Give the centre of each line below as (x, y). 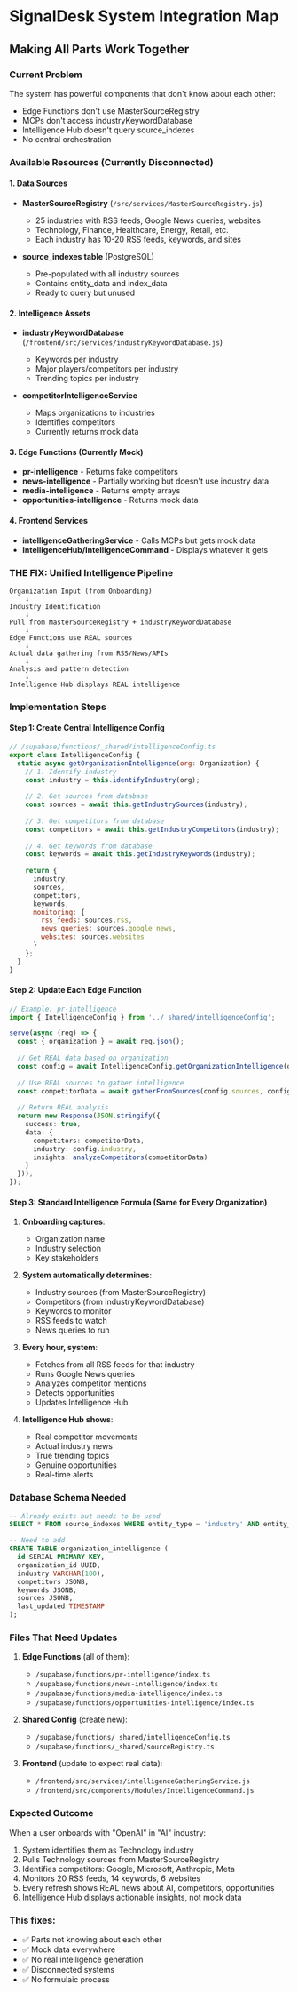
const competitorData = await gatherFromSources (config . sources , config (154, 1091)
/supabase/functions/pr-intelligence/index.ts (123, 1675)
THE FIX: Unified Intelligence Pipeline (91, 572)
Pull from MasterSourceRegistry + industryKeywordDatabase (121, 622)
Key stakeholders (67, 1258)
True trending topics (72, 1456)
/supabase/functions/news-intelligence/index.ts (127, 1685)
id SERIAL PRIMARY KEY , (61, 1557)
